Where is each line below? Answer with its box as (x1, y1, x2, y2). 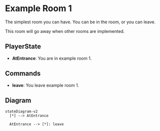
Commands (5, 69, 41, 78)
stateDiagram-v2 (5, 109, 38, 114)
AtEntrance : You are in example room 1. (12, 55, 92, 61)
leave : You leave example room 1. (12, 82, 79, 88)
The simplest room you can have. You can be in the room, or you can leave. (5, 19, 156, 25)
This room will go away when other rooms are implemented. (5, 28, 125, 34)
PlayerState (5, 42, 41, 51)
